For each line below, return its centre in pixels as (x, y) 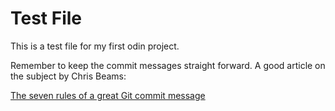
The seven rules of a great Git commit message (108, 95)
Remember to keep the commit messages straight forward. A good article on (168, 65)
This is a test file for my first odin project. (95, 46)
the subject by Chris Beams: (68, 76)
